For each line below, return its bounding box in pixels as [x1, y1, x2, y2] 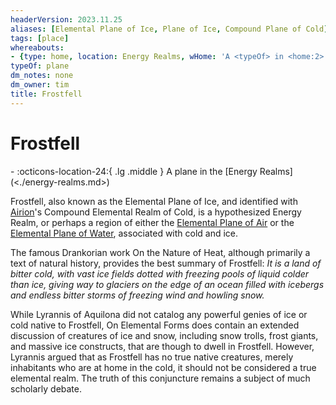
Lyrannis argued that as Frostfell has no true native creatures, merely [10, 351, 294, 363]
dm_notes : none [10, 71, 74, 81]
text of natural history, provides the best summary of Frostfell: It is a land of [10, 257, 322, 269]
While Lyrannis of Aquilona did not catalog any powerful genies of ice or [10, 308, 308, 320]
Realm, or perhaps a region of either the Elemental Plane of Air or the [10, 216, 295, 228]
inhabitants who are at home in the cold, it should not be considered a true [10, 361, 317, 373]
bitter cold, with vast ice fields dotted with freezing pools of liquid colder [10, 267, 310, 280]
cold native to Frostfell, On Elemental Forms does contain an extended [10, 319, 300, 331]
